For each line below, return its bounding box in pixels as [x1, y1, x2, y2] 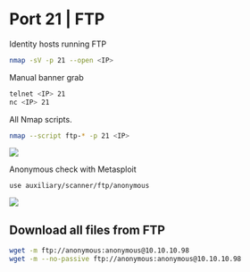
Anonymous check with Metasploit [9, 164, 137, 174]
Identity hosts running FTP [9, 38, 107, 49]
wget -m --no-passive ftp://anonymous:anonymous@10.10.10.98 [9, 255, 242, 264]
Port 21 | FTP [9, 9, 105, 30]
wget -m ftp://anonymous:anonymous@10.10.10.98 [9, 246, 190, 255]
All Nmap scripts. [9, 114, 73, 124]
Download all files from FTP [9, 222, 165, 237]
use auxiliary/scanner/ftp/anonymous [9, 182, 150, 191]
